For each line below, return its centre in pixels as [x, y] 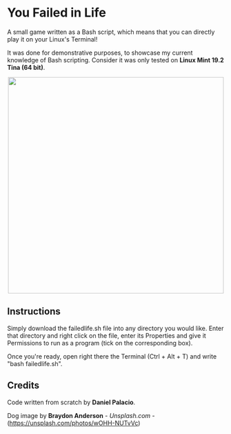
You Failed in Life [57, 13]
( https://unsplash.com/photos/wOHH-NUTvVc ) [74, 423]
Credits [23, 386]
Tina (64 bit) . [26, 67]
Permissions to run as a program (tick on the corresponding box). [100, 343]
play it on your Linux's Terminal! [52, 39]
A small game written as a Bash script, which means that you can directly [111, 32]
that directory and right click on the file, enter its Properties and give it [107, 335]
